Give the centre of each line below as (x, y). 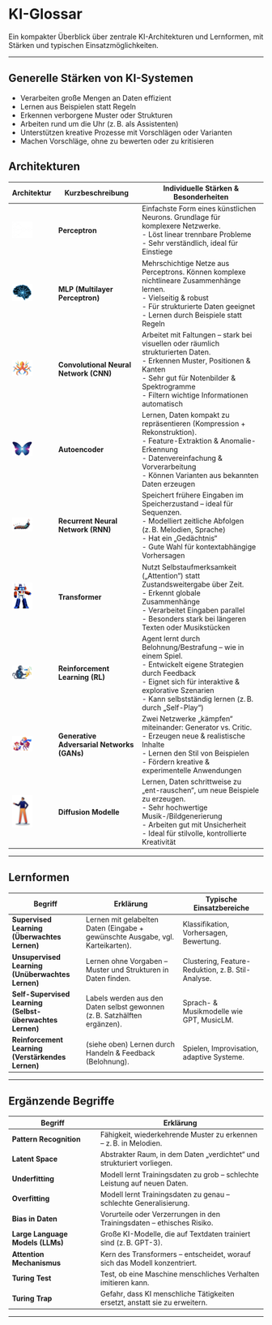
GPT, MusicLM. (208, 1020)
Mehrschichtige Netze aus (185, 263)
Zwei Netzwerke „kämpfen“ (187, 719)
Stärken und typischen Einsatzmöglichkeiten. (84, 45)
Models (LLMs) (38, 1243)
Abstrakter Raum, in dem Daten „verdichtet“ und (180, 1155)
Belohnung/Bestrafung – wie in (193, 647)
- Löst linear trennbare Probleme (196, 234)
